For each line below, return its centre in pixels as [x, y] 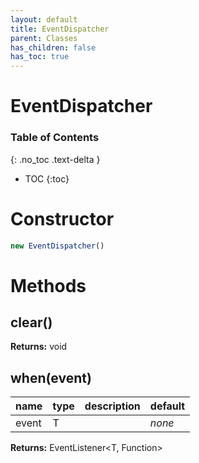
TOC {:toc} [47, 178]
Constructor [62, 218]
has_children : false [53, 47]
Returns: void [39, 347]
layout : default [44, 19]
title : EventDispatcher [60, 29]
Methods [48, 285]
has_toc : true [40, 57]
